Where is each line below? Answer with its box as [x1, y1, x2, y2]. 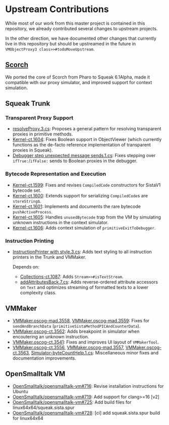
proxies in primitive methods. [12, 131, 73, 137]
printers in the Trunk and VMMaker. [12, 254, 87, 260]
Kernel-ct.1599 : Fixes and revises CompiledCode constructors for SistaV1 [12, 182, 161, 188]
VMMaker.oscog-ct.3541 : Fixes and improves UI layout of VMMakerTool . [12, 339, 159, 345]
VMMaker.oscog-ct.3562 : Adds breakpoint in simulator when [12, 328, 140, 334]
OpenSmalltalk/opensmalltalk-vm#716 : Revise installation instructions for [12, 383, 164, 389]
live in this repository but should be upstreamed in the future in [5, 40, 136, 46]
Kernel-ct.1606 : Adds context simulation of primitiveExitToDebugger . [12, 225, 156, 231]
